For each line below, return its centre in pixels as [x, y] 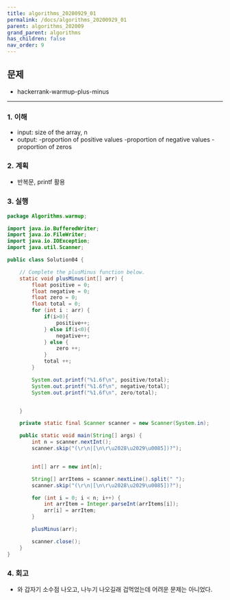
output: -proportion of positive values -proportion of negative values [114, 140]
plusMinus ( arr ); [55, 530]
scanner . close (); [56, 541]
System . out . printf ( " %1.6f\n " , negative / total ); [101, 386]
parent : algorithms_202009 [46, 26]
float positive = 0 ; [61, 285]
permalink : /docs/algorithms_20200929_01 [67, 20]
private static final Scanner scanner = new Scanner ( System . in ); [115, 423]
